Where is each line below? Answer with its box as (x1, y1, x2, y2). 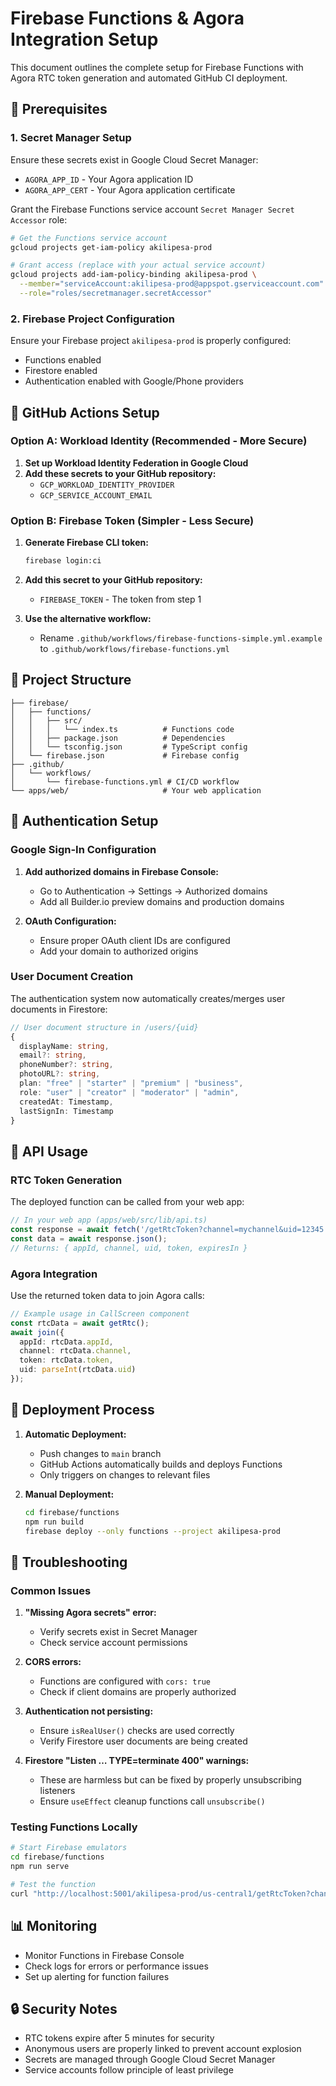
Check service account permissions (39, 1637, 188, 1649)
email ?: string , (19, 1050, 87, 1061)
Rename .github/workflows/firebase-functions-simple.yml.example (39, 632, 323, 644)
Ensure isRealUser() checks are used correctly (39, 1725, 235, 1737)
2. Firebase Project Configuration (10, 312, 175, 326)
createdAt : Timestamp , (19, 1097, 114, 1107)
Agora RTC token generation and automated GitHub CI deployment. (10, 72, 288, 84)
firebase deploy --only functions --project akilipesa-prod (24, 1526, 281, 1536)
